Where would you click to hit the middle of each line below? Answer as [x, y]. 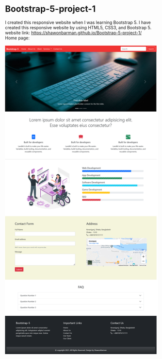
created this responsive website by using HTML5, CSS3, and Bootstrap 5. [78, 27]
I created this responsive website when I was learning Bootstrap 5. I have [78, 22]
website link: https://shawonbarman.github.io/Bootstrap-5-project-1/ [73, 33]
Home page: [17, 38]
